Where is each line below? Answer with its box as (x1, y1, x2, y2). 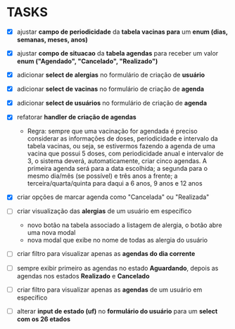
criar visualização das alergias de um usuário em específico (16, 207, 192, 215)
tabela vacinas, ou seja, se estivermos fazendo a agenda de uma (27, 142, 216, 150)
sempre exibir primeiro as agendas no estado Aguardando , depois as (16, 264, 219, 272)
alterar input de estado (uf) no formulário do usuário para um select (16, 307, 218, 315)
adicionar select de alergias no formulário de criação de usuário (16, 71, 205, 79)
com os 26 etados (16, 314, 71, 323)
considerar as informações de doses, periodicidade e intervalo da (27, 134, 219, 143)
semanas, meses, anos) (16, 36, 89, 44)
